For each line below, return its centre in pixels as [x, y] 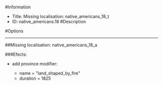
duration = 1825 [35, 78]
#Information [18, 7]
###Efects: [16, 54]
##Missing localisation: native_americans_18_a [51, 45]
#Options [14, 31]
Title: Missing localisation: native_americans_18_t [60, 16]
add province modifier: [35, 64]
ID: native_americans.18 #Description [49, 22]
